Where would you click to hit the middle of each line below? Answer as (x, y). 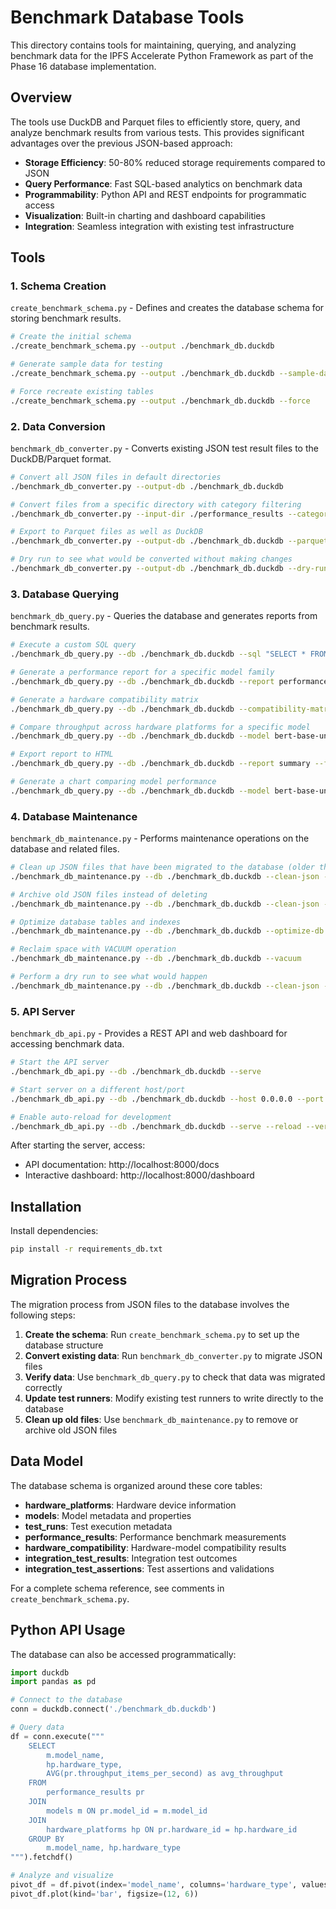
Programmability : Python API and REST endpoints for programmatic (165, 194)
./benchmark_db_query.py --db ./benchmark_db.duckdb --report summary (160, 764)
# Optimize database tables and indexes (96, 922)
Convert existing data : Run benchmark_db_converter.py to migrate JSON (173, 1355)
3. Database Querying (65, 594)
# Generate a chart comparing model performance (113, 782)
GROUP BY (46, 1839)
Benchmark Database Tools (127, 17)
